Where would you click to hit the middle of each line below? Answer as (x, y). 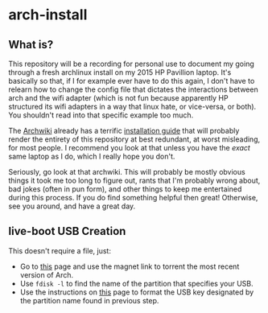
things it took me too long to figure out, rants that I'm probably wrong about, (134, 180)
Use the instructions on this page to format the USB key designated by (137, 292)
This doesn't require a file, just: (60, 250)
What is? (31, 45)
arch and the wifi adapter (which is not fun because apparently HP (118, 98)
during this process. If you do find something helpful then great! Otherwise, (133, 198)
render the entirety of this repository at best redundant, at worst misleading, (134, 139)
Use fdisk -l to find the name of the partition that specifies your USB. (136, 283)
